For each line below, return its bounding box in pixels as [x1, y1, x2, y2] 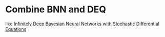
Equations [5, 26, 27, 32]
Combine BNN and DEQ [5, 4, 107, 15]
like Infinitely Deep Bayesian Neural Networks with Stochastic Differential [5, 21, 160, 27]
